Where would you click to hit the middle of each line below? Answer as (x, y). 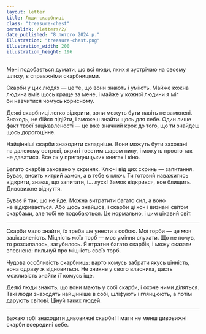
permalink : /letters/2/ (37, 29)
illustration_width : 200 (38, 47)
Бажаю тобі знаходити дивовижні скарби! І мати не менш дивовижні (97, 318)
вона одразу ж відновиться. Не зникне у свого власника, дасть (90, 269)
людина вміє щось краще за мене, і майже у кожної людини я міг (93, 94)
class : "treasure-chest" (38, 23)
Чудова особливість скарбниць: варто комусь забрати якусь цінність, (98, 262)
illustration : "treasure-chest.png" (53, 40)
